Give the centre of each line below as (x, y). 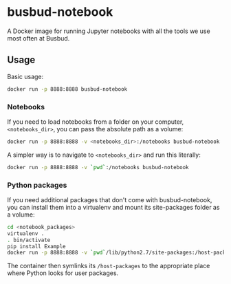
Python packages (37, 185)
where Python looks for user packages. (63, 273)
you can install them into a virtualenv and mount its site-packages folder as (113, 207)
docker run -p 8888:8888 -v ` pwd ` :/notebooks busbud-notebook (98, 167)
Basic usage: (25, 76)
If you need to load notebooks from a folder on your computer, (96, 122)
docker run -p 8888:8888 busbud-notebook (67, 89)
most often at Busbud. (38, 38)
